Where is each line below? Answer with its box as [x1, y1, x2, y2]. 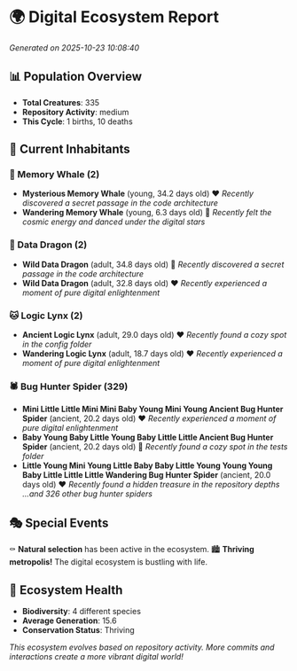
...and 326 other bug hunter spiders [21, 488, 153, 499]
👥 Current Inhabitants [9, 142, 130, 157]
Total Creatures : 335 [21, 97, 100, 107]
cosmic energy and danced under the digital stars [21, 216, 206, 227]
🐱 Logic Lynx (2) [9, 309, 83, 322]
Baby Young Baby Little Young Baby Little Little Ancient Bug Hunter [21, 432, 274, 443]
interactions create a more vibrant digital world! [9, 651, 184, 661]
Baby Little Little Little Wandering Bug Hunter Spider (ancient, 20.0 [21, 470, 271, 480]
